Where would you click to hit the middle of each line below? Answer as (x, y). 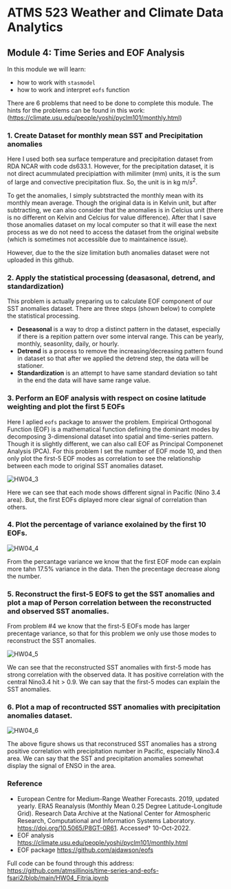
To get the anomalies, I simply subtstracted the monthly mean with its (106, 195)
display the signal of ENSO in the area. (62, 766)
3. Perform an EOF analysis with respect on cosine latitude (107, 398)
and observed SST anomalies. (58, 611)
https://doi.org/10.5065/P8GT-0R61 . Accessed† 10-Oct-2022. (104, 828)
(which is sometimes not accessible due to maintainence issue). (98, 239)
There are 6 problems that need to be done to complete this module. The (110, 103)
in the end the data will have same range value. (84, 380)
